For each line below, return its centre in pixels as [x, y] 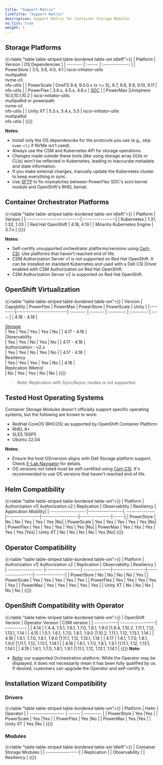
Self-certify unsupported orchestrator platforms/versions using [75, 248]
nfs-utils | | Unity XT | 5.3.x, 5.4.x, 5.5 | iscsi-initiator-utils [62, 111]
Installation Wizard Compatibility [56, 684]
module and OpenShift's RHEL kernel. [50, 187]
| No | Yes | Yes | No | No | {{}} [36, 373]
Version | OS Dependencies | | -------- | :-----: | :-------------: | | [70, 64]
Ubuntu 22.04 [26, 440]
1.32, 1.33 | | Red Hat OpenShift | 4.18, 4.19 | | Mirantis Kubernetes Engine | [79, 224]
